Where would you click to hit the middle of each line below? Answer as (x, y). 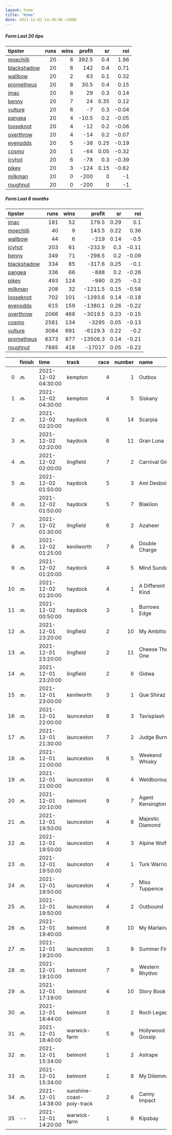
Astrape (148, 1055)
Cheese (148, 649)
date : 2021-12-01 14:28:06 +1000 (41, 20)
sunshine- (79, 1091)
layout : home (19, 10)
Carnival (149, 462)
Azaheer (149, 526)
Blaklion (148, 505)
